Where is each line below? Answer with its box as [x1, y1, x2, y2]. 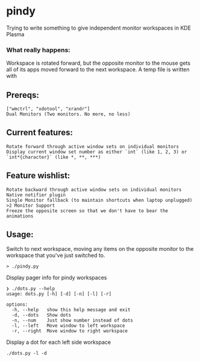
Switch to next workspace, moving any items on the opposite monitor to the [6, 245, 194, 253]
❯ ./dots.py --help [6, 286, 55, 292]
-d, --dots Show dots [11, 312, 71, 318]
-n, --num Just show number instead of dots [11, 317, 134, 324]
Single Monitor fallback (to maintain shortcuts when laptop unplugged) [6, 197, 193, 203]
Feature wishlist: [6, 170, 70, 181]
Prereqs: [6, 89, 39, 100]
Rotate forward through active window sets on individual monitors [6, 143, 180, 149]
